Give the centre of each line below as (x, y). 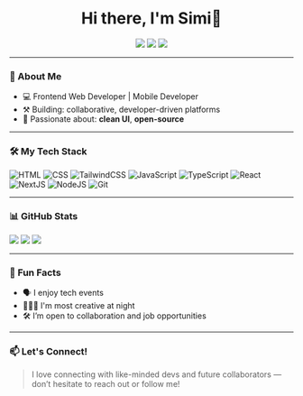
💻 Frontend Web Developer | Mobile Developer (110, 97)
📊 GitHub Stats (44, 216)
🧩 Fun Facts (35, 272)
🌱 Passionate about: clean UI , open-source (103, 119)
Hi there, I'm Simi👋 (151, 18)
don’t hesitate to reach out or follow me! (106, 384)
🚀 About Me (36, 76)
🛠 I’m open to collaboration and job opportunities (115, 316)
